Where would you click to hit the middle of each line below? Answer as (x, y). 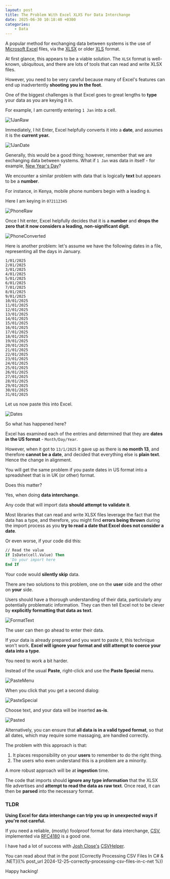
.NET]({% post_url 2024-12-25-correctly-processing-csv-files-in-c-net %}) (84, 861)
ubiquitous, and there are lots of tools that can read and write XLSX (92, 64)
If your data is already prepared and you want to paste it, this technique (80, 640)
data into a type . (23, 650)
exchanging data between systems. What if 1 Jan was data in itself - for (80, 161)
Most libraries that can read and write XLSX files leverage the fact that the (82, 515)
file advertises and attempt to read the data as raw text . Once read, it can (83, 786)
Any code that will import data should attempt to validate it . (68, 505)
